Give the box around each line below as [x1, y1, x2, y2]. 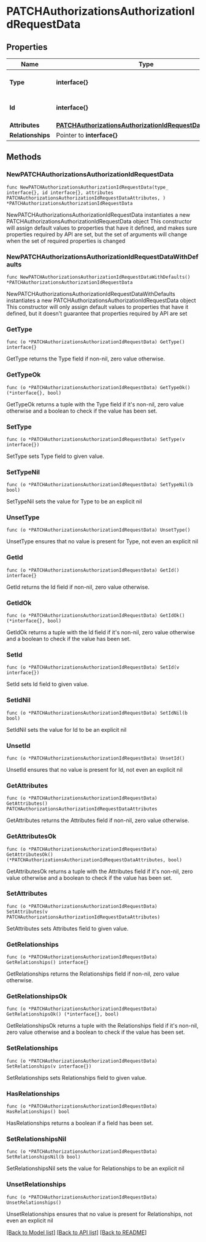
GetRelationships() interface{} [6, 960, 89, 966]
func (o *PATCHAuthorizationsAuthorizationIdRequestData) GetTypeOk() [6, 384, 191, 390]
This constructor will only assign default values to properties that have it [6, 303, 189, 311]
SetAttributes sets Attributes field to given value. [6, 925, 129, 932]
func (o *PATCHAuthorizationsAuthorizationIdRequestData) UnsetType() [6, 527, 191, 534]
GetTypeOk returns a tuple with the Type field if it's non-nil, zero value [6, 400, 184, 408]
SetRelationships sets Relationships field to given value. [6, 1074, 147, 1081]
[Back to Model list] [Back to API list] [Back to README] [6, 1228, 147, 1236]
